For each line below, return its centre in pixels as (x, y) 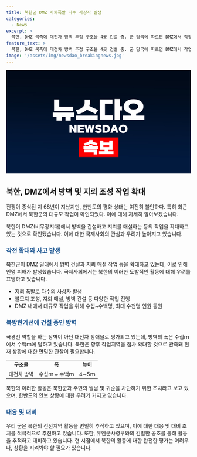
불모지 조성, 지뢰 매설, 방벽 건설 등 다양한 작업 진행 (72, 299)
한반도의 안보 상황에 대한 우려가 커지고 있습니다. (73, 395)
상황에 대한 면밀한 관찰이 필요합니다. (54, 351)
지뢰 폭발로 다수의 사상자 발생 (48, 291)
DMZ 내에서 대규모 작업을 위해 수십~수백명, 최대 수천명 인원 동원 (89, 306)
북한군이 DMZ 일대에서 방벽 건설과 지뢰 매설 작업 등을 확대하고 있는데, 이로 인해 (97, 264)
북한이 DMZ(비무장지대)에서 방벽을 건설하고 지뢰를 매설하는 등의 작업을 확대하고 (98, 227)
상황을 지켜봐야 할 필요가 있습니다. (53, 448)
